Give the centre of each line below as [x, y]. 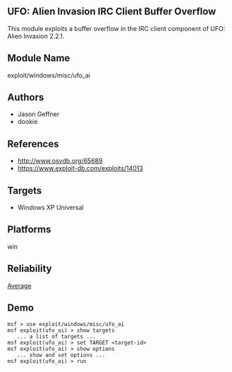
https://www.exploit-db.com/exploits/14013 [80, 168]
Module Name [39, 58]
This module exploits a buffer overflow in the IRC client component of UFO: [116, 28]
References [33, 144]
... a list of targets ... [56, 336]
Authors [26, 98]
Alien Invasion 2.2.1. [36, 36]
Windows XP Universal [50, 208]
